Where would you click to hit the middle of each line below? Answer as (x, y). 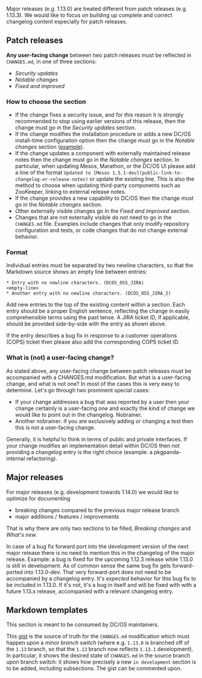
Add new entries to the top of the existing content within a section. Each (96, 305)
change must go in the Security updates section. (75, 128)
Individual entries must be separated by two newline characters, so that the (100, 266)
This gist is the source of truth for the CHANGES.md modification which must (98, 636)
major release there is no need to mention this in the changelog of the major (100, 552)
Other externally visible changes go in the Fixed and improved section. (103, 211)
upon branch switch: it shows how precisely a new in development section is (101, 662)
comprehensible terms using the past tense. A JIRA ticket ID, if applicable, (98, 318)
